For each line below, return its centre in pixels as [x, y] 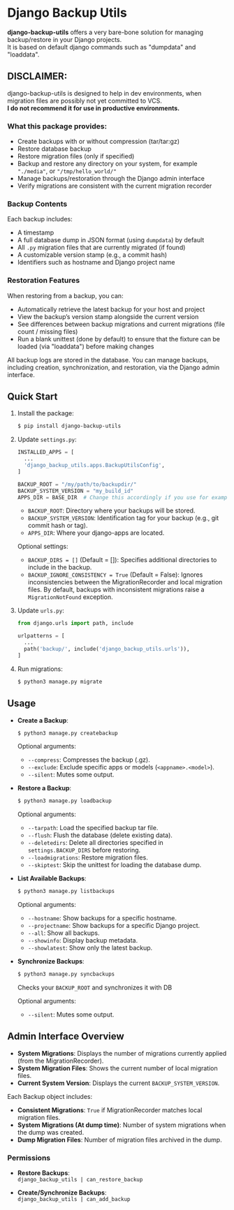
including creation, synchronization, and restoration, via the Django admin [114, 367]
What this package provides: [57, 126]
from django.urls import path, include [75, 624]
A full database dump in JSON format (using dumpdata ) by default [111, 240]
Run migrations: [40, 669]
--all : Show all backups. [64, 933]
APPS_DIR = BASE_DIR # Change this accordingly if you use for [113, 497]
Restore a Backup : [44, 788]
